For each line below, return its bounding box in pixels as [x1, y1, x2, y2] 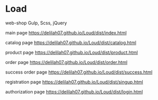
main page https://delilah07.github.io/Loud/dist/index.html [5, 29, 127, 36]
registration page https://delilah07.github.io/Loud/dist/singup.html [5, 79, 144, 85]
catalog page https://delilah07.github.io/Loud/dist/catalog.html [5, 39, 137, 46]
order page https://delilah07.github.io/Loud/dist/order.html [5, 59, 127, 65]
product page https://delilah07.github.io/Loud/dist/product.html [5, 49, 138, 55]
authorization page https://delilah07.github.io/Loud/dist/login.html [5, 88, 143, 94]
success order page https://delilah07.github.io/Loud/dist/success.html [5, 69, 153, 75]
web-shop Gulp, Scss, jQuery [5, 20, 67, 26]
